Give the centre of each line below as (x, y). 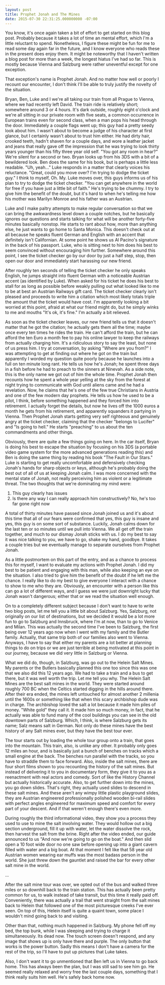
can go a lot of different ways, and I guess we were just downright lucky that (82, 591)
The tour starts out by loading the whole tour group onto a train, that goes (80, 741)
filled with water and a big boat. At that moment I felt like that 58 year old (79, 850)
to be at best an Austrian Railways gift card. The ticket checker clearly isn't (81, 291)
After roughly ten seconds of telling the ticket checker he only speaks (75, 271)
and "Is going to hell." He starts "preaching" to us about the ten (69, 427)
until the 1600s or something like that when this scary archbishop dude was (82, 700)
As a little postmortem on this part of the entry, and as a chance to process (81, 560)
